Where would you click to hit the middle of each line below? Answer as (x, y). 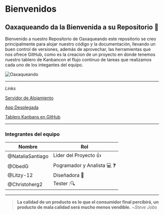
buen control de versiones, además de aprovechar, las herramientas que (78, 49)
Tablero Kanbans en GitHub (33, 117)
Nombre (28, 147)
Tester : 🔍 (64, 184)
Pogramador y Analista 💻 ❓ (84, 166)
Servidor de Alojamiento (29, 98)
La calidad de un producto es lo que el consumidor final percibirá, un (88, 202)
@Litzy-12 (20, 175)
